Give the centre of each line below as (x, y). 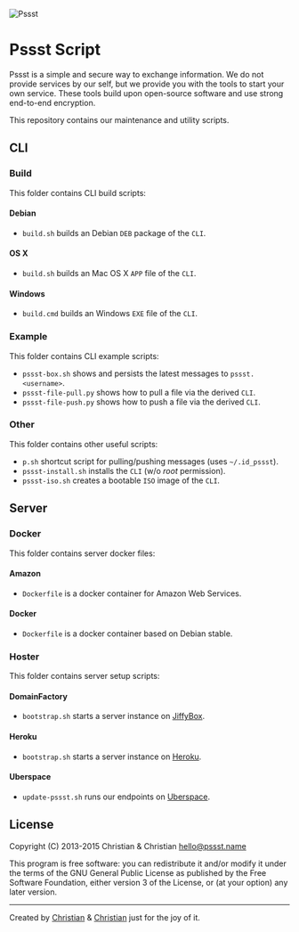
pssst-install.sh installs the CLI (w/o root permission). (124, 470)
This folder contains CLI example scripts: (84, 356)
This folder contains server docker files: (82, 553)
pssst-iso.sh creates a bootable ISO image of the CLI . (121, 480)
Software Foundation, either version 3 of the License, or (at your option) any (149, 882)
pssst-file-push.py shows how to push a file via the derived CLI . (141, 402)
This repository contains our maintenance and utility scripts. (119, 119)
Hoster (24, 657)
